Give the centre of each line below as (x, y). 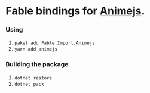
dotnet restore (33, 78)
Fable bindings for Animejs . (75, 11)
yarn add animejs (36, 49)
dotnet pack (29, 84)
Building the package (37, 64)
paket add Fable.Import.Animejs (54, 43)
